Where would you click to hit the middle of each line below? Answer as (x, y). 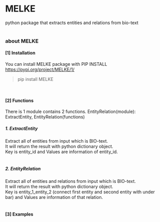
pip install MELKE (35, 79)
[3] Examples (19, 214)
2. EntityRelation (23, 168)
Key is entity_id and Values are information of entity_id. (62, 152)
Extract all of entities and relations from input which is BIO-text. (71, 181)
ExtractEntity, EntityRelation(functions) (45, 117)
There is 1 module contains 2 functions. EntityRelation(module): (70, 112)
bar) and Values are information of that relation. (54, 197)
